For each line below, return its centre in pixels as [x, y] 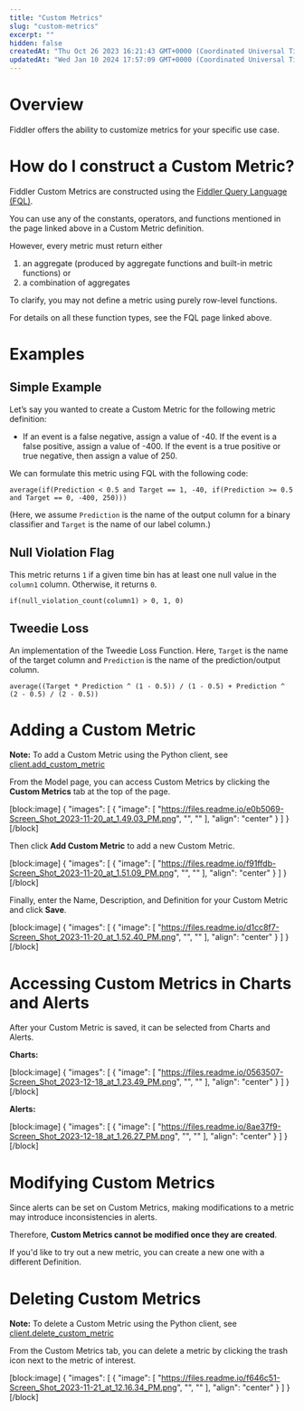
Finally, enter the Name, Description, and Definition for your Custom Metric [149, 900]
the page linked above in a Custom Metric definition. [107, 228]
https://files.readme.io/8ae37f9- [222, 1127]
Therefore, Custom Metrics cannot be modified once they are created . [143, 1235]
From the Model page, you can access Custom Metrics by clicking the [140, 782]
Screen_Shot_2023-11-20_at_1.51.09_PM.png [92, 873]
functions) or [47, 273]
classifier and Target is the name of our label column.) [110, 524]
